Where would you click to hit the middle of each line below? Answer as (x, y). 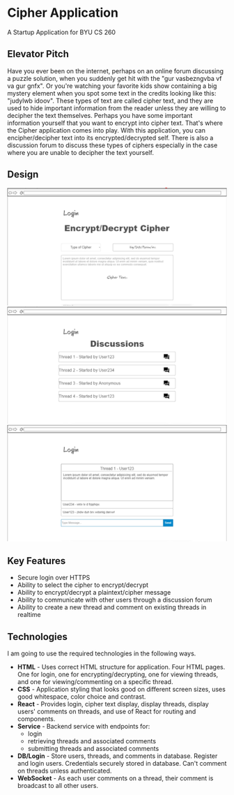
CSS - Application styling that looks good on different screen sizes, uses (122, 690)
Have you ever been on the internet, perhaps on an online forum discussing (116, 70)
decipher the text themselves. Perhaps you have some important (100, 115)
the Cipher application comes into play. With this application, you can (106, 130)
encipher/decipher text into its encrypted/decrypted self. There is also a (110, 138)
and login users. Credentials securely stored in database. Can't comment (122, 764)
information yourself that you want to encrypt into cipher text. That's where (115, 123)
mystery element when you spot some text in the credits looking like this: (112, 93)
